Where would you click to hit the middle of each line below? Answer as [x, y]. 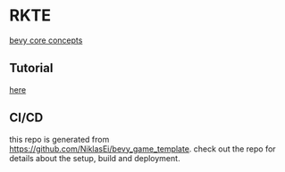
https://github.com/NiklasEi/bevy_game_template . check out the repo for [142, 149]
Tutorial [31, 68]
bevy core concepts [46, 40]
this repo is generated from [59, 139]
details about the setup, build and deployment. [95, 158]
